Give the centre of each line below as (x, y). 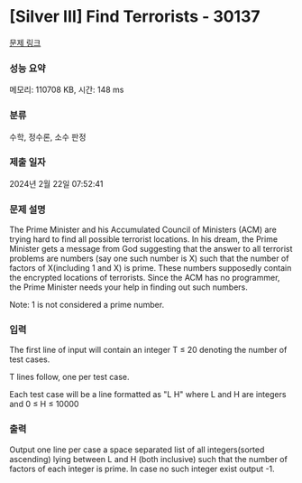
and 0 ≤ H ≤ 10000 (44, 404)
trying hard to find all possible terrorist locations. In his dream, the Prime (143, 239)
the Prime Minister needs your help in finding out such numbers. (128, 287)
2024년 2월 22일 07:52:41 (56, 183)
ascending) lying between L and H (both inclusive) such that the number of (149, 459)
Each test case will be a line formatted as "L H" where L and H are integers (148, 395)
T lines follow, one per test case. (69, 377)
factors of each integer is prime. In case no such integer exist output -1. (142, 469)
